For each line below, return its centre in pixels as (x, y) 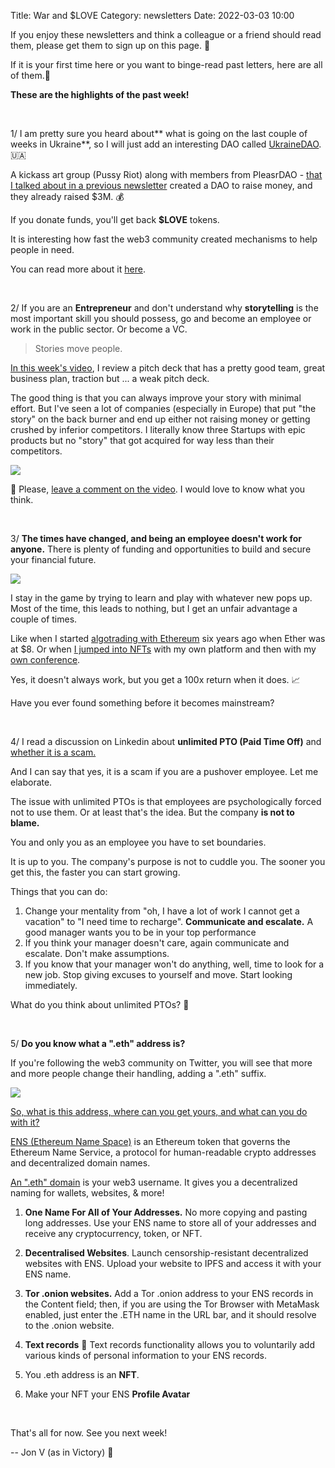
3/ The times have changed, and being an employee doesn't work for (156, 538)
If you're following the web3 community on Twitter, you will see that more (161, 1063)
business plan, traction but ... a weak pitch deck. (110, 378)
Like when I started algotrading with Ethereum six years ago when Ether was (168, 638)
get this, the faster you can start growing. (95, 872)
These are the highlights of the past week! (100, 94)
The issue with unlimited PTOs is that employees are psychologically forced (166, 801)
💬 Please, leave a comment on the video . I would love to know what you (158, 489)
